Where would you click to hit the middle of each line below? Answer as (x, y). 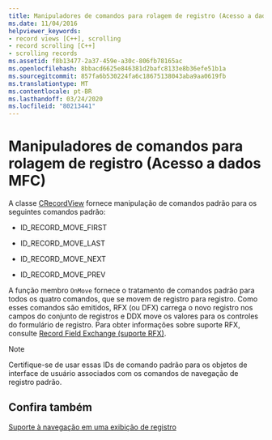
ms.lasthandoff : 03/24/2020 (56, 99)
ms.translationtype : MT (49, 83)
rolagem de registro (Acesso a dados (135, 164)
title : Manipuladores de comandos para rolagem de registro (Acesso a (130, 16)
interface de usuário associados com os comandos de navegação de (123, 374)
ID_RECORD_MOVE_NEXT (63, 259)
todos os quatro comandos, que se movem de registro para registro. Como (133, 299)
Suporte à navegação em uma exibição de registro (92, 427)
